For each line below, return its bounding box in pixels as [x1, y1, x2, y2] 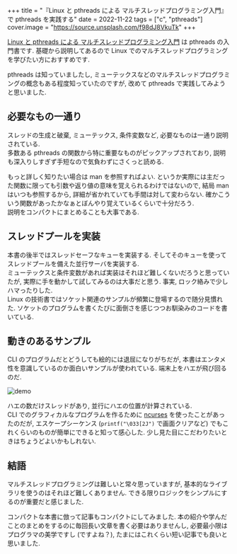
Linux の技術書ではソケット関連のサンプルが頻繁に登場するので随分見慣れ [7, 294, 224, 303]
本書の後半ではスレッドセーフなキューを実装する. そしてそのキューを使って [7, 250, 227, 259]
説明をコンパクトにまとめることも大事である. [7, 207, 139, 216]
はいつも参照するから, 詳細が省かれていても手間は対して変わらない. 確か [7, 190, 218, 198]
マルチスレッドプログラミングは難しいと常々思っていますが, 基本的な [7, 480, 209, 488]
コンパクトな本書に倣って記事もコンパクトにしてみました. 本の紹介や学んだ [7, 512, 228, 521]
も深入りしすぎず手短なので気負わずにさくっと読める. [7, 157, 164, 166]
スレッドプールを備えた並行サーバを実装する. [7, 259, 139, 267]
